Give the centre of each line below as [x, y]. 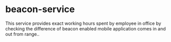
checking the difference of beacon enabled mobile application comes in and [86, 28]
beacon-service [40, 9]
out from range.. [23, 34]
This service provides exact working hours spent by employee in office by [83, 23]
